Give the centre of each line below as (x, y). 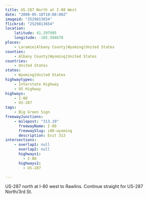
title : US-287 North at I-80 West (41, 10)
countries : (16, 61)
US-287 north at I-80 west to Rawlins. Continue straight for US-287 (74, 186)
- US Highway (28, 89)
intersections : (21, 140)
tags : (11, 107)
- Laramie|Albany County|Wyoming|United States (64, 47)
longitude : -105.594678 (39, 38)
